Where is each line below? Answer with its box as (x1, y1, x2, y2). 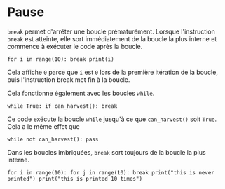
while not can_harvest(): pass (7, 136, 99, 143)
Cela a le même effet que (7, 122, 80, 130)
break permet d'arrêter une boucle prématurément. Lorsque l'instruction (7, 27, 215, 36)
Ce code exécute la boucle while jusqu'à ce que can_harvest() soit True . (7, 115, 217, 123)
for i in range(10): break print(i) (7, 55, 114, 63)
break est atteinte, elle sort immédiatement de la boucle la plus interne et (7, 34, 217, 43)
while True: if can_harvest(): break (7, 102, 118, 109)
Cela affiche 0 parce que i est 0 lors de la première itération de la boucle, (7, 68, 219, 76)
